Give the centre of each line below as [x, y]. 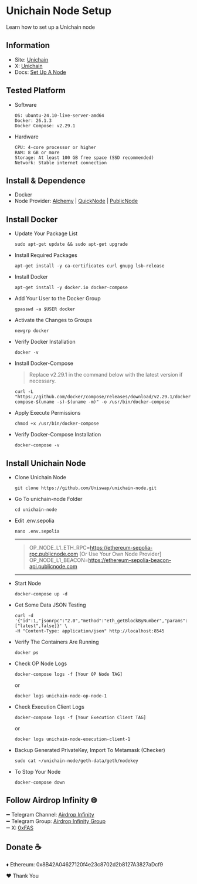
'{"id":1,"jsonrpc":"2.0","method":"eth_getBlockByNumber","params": [101, 621]
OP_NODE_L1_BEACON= [59, 560]
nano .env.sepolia [37, 531]
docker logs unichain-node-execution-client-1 [72, 739]
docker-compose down [40, 783]
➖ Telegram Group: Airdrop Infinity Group [56, 821]
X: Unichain [28, 66]
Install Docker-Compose [44, 363]
